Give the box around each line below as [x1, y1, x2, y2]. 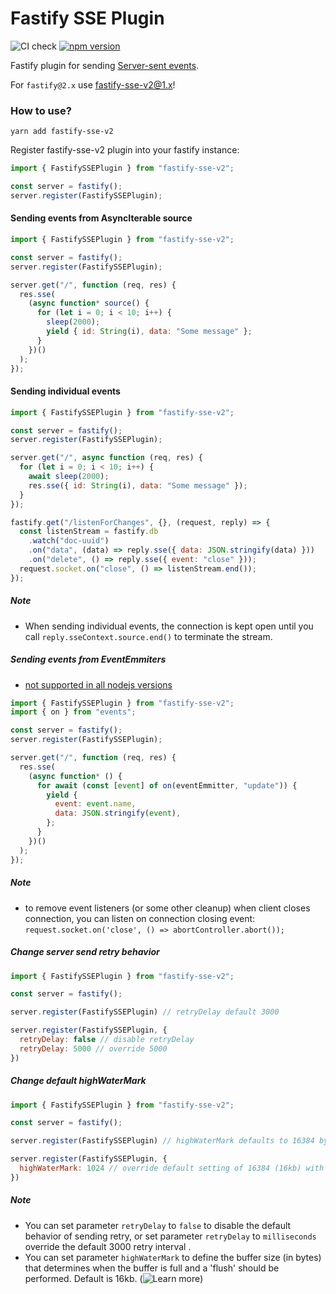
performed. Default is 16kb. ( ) [24, 1272, 204, 1284]
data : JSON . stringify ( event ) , [54, 808, 182, 819]
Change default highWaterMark [10, 1075, 147, 1087]
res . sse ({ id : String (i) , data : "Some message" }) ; [28, 480, 248, 491]
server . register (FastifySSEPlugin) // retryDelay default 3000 [10, 1007, 280, 1017]
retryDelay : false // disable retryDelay [19, 1035, 195, 1045]
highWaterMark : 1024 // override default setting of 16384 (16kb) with [19, 1163, 325, 1174]
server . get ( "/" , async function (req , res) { [10, 453, 203, 463]
